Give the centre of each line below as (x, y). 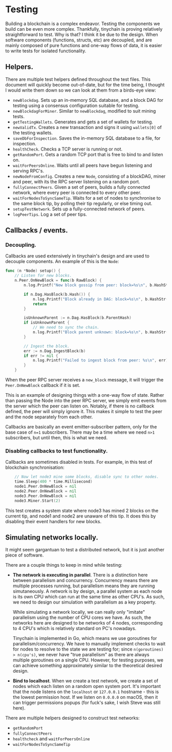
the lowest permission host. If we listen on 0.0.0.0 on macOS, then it (85, 697)
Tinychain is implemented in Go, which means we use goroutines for (85, 638)
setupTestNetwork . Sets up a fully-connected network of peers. (79, 209)
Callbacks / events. (37, 231)
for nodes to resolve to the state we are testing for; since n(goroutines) (88, 649)
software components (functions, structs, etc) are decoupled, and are (79, 40)
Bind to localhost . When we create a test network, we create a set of (85, 681)
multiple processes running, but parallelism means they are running (84, 586)
